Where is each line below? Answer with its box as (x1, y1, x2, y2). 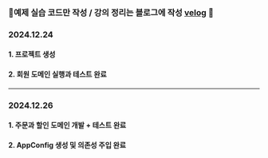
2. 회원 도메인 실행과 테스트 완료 (8, 69, 108, 79)
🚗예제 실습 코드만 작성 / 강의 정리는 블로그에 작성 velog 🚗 (8, 6, 214, 18)
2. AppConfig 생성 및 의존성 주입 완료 (8, 140, 126, 149)
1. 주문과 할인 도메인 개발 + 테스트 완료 (8, 120, 127, 130)
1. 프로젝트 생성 (8, 49, 56, 59)
